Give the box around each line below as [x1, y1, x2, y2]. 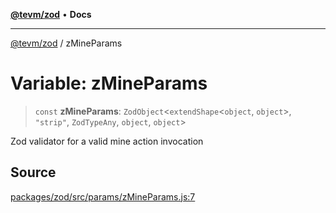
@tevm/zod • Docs [10, 9, 92, 20]
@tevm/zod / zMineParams [10, 37, 123, 49]
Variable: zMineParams [10, 72, 208, 95]
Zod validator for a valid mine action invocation [10, 135, 204, 147]
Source [10, 164, 57, 181]
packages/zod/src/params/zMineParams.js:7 [10, 190, 196, 203]
